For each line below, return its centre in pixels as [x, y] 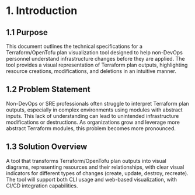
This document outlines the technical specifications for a [74, 46]
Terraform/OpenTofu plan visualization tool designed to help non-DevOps [94, 53]
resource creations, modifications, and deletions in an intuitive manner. [91, 71]
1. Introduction [42, 11]
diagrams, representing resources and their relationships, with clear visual [95, 167]
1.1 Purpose [27, 32]
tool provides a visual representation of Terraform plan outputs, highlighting [97, 65]
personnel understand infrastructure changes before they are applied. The [95, 59]
